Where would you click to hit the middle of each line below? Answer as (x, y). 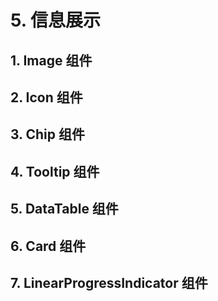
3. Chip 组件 (47, 134)
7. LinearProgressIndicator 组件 (109, 282)
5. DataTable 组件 (64, 209)
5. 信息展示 (55, 20)
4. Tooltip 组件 (55, 171)
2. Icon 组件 (46, 97)
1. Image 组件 (51, 60)
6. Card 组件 (48, 246)
